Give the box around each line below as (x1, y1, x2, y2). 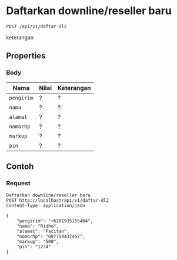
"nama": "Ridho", (16, 224, 59, 229)
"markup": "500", (16, 239, 59, 245)
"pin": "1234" (16, 244, 51, 250)
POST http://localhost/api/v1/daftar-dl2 (6, 198, 109, 204)
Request (6, 179, 31, 187)
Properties (6, 51, 46, 61)
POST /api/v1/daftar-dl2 (6, 24, 67, 29)
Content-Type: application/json (6, 203, 85, 209)
